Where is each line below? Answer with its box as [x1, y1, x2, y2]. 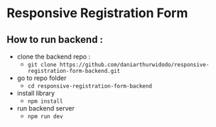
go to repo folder [16, 73, 67, 82]
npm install [27, 98, 63, 105]
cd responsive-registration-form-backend [27, 83, 152, 90]
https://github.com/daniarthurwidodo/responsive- [59, 61, 210, 68]
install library [16, 89, 55, 97]
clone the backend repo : [16, 52, 90, 61]
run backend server [16, 104, 75, 112]
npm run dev [27, 113, 63, 120]
